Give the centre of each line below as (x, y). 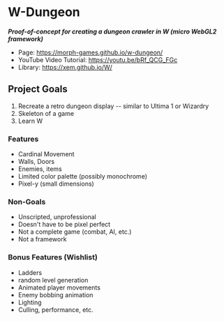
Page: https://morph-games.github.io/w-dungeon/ (90, 52)
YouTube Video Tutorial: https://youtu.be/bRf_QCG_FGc (98, 59)
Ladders (30, 272)
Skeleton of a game (46, 113)
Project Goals (38, 89)
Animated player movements (59, 288)
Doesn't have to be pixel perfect (64, 225)
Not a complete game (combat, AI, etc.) (75, 232)
